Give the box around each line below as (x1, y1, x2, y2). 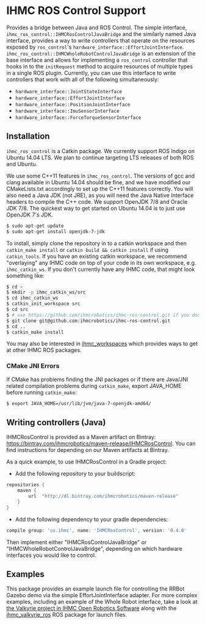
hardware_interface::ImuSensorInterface (15, 108, 120, 114)
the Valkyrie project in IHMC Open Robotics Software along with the (6, 604, 177, 612)
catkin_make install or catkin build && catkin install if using (6, 246, 169, 253)
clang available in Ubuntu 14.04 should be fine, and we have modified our (6, 178, 191, 186)
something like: (6, 272, 45, 279)
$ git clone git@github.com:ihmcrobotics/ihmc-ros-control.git (6, 318, 171, 324)
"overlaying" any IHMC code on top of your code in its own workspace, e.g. (6, 259, 196, 266)
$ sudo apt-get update (6, 223, 64, 229)
